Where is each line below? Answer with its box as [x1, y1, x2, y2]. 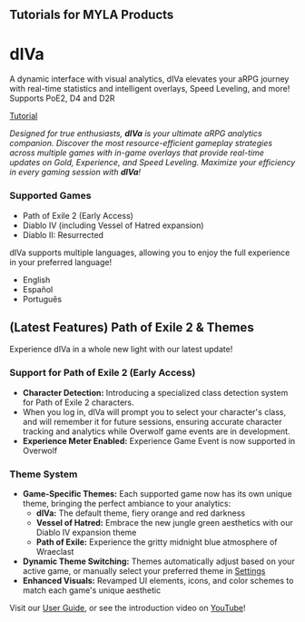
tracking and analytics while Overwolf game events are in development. [22, 426, 290, 437]
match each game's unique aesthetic [22, 585, 162, 596]
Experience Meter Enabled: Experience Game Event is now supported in [22, 435, 296, 446]
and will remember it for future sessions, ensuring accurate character [22, 416, 282, 427]
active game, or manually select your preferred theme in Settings [22, 566, 266, 577]
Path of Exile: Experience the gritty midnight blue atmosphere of [35, 537, 278, 548]
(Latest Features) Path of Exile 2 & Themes [9, 320, 254, 335]
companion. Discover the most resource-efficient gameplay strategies [9, 138, 273, 149]
